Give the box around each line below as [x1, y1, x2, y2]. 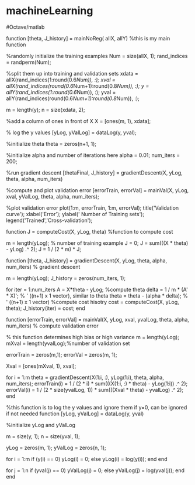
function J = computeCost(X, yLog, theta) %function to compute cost [6, 228, 173, 235]
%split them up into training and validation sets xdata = [6, 70, 138, 77]
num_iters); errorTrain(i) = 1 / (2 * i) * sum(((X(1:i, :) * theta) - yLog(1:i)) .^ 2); [6, 380, 188, 387]
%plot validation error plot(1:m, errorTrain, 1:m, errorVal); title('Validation [6, 204, 179, 211]
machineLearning [6, 4, 93, 18]
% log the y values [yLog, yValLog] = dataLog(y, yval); [6, 129, 137, 136]
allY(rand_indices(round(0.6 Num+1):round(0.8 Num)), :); [6, 95, 140, 102]
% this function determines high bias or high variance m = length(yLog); [6, 333, 180, 340]
